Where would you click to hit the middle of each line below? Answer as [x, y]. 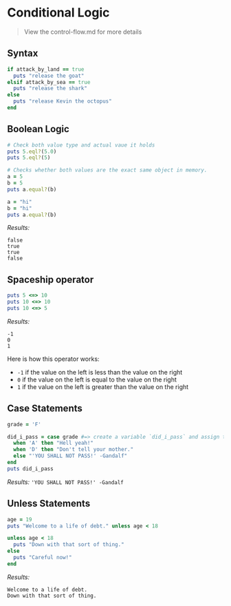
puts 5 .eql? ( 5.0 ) [32, 151]
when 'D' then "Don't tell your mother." [74, 450]
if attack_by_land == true [46, 69]
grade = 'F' [24, 424]
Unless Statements [49, 504]
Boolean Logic [38, 129]
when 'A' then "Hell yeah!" [54, 443]
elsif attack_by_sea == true [49, 82]
